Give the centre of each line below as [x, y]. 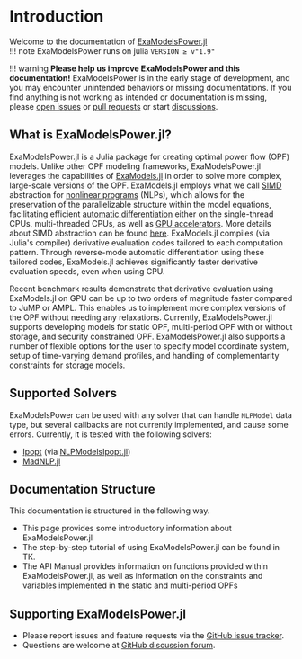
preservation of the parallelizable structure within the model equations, [141, 204]
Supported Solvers [63, 393]
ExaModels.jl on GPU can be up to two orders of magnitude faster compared [151, 298]
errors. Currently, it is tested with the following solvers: [111, 434]
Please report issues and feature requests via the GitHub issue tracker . [153, 636]
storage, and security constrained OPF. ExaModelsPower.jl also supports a [147, 336]
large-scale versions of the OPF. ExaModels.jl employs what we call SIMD [146, 185]
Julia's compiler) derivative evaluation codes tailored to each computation [147, 242]
